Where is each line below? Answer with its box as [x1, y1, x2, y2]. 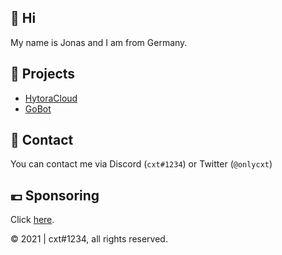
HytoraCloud [24, 92, 78, 104]
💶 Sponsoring [10, 187, 100, 204]
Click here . [10, 214, 55, 226]
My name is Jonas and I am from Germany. [10, 36, 188, 48]
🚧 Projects [10, 66, 76, 83]
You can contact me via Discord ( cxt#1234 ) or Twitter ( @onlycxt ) [10, 158, 273, 170]
